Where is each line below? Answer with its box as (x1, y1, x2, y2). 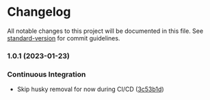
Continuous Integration (7, 69, 86, 79)
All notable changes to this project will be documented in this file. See (7, 27, 204, 35)
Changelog (7, 4, 71, 20)
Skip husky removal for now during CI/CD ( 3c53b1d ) (16, 85, 164, 93)
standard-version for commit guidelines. (7, 34, 120, 42)
